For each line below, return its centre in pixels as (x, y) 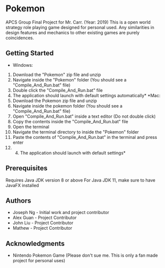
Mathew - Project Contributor (42, 228)
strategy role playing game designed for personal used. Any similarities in (80, 27)
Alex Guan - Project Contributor (45, 218)
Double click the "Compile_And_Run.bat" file (57, 90)
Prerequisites (27, 168)
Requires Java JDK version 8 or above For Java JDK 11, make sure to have (81, 180)
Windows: (23, 65)
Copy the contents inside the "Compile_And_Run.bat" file (70, 121)
